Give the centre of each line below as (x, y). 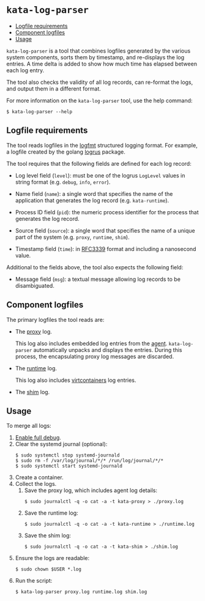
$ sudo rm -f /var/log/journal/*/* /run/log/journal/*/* (89, 461)
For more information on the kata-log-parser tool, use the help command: (99, 100)
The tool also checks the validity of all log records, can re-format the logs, (100, 82)
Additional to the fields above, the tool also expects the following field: (95, 267)
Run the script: (34, 581)
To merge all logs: (29, 426)
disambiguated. (35, 285)
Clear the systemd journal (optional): (61, 444)
